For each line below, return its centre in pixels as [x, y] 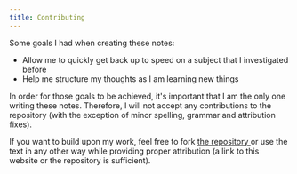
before [34, 69]
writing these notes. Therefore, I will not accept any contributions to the [140, 105]
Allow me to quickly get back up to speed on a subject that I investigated [155, 59]
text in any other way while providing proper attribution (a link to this [134, 151]
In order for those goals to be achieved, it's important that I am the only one [148, 96]
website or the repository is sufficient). [80, 160]
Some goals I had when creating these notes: [92, 43]
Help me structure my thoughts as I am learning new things [130, 79]
